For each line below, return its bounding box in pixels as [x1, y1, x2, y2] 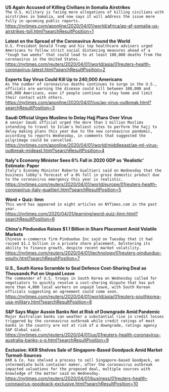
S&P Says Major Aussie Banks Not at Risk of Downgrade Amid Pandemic [5, 309, 160, 315]
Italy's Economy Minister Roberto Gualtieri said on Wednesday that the [5, 168, 162, 173]
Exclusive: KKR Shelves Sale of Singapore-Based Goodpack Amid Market [5, 347, 163, 353]
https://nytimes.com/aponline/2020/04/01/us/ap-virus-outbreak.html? [5, 100, 152, 105]
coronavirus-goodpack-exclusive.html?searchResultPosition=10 [5, 381, 138, 386]
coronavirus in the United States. [5, 57, 80, 62]
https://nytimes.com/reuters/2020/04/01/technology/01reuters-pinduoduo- [5, 250, 162, 256]
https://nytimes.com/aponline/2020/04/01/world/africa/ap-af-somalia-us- [5, 23, 159, 29]
